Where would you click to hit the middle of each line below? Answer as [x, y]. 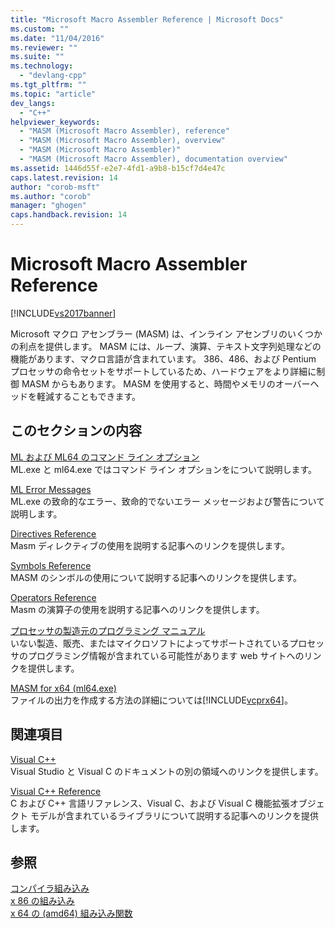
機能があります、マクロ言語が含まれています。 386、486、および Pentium [163, 358]
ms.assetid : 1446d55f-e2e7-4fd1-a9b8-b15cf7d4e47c [118, 168]
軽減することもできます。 [89, 396]
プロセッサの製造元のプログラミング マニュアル [108, 630]
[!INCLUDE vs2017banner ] [63, 313]
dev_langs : [33, 103]
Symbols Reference [51, 565]
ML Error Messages [51, 489]
